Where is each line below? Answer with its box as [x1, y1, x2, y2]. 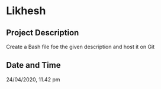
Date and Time [6, 60, 61, 70]
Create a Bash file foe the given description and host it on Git [6, 43, 155, 50]
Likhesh [6, 4, 46, 18]
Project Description [6, 28, 79, 38]
